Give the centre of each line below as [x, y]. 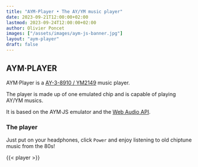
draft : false [22, 45]
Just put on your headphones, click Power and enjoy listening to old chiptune [99, 140]
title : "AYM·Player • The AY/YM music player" [64, 12]
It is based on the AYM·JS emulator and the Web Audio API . [78, 112]
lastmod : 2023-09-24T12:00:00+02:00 [51, 22]
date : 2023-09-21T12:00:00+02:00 [47, 17]
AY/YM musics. [25, 100]
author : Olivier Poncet [35, 28]
